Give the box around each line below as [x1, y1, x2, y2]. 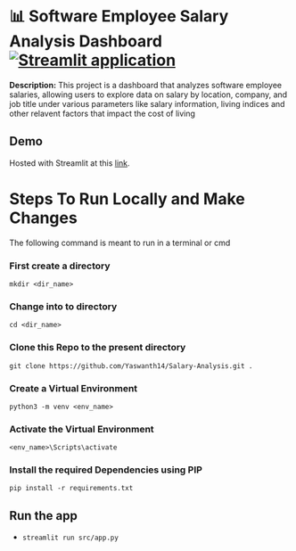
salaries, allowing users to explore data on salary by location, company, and [9, 89, 288, 100]
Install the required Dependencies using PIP [9, 464, 203, 476]
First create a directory [9, 259, 111, 272]
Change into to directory [9, 300, 118, 312]
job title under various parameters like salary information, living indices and [9, 98, 285, 109]
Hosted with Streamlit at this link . [9, 157, 131, 169]
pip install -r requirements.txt [9, 484, 134, 493]
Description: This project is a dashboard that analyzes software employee [9, 79, 283, 90]
